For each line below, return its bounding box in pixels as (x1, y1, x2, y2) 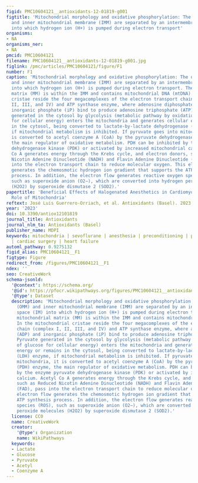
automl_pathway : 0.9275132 (6, 244, 72, 250)
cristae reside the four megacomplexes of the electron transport (11, 96, 178, 102)
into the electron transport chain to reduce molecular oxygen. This (11, 162, 186, 168)
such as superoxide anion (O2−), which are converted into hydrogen (11, 178, 183, 184)
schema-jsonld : (6, 277, 44, 282)
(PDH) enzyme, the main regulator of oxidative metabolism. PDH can (16, 364, 189, 370)
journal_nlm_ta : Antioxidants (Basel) (6, 222, 101, 228)
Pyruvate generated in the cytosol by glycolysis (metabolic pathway (16, 337, 192, 343)
